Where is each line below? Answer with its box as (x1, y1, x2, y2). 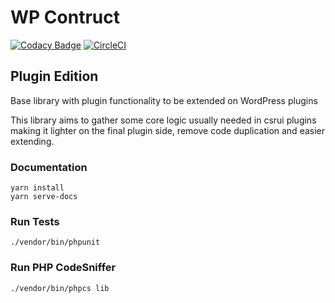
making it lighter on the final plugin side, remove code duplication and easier (10, 124, 326, 136)
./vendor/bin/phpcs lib (10, 283, 110, 293)
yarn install (10, 183, 65, 193)
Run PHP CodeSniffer (10, 261, 117, 275)
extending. (10, 135, 55, 147)
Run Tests (10, 214, 60, 228)
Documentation (10, 160, 88, 174)
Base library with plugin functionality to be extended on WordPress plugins (10, 94, 318, 106)
